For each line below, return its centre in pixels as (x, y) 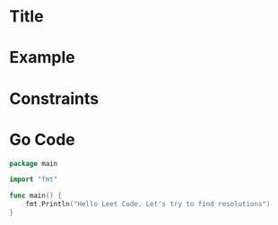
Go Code (43, 139)
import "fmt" (34, 180)
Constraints (54, 98)
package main (34, 163)
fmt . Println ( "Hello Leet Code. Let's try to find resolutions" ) (148, 204)
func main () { (36, 196)
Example (42, 58)
